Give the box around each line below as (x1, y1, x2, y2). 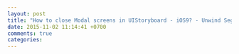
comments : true (7, 29, 53, 37)
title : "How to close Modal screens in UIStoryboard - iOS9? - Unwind (7, 17, 221, 24)
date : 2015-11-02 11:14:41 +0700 (7, 23, 107, 30)
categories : (7, 36, 43, 43)
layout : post (7, 10, 46, 18)
